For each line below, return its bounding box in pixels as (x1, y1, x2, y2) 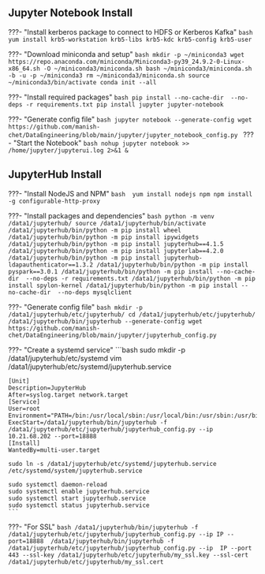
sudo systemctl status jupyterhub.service (8, 501, 150, 509)
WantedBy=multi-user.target (8, 445, 101, 454)
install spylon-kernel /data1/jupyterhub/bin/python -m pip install (8, 281, 238, 289)
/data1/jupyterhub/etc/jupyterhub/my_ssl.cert (8, 557, 164, 566)
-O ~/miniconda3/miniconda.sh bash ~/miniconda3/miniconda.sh (43, 65, 252, 73)
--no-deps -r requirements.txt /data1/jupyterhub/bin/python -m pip (25, 274, 256, 282)
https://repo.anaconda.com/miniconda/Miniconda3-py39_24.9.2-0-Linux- (8, 58, 245, 65)
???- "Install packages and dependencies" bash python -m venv (8, 211, 215, 220)
